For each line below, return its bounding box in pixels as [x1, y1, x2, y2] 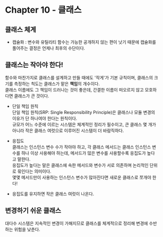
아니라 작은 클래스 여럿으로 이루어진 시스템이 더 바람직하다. [12, 128, 124, 133]
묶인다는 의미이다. [17, 168, 52, 174]
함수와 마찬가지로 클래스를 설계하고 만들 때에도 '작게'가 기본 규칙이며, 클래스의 [5, 74, 153, 80]
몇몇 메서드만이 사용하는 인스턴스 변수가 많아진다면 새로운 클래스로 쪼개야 [12, 174, 152, 180]
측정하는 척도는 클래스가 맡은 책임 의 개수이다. [14, 81, 100, 87]
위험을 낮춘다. [14, 226, 40, 232]
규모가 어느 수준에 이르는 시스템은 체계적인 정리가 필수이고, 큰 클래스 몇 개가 [12, 121, 157, 127]
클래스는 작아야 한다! [5, 61, 63, 69]
